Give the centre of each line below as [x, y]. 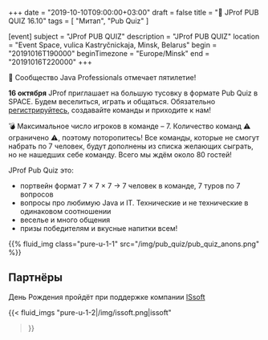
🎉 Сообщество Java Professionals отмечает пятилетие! [102, 77]
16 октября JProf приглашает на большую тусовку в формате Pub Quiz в [133, 93]
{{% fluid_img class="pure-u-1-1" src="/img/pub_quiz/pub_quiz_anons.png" [134, 244]
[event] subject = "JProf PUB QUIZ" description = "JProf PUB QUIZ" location [134, 36]
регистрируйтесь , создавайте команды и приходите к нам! [110, 110]
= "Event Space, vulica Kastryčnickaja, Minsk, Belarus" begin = [113, 45]
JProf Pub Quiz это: [41, 170]
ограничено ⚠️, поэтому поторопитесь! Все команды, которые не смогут [134, 138]
